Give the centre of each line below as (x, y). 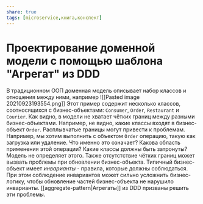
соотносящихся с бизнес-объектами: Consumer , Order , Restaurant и (93, 110)
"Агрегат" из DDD (53, 74)
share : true (21, 12)
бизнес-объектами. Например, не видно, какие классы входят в (91, 123)
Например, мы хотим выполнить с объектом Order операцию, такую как (101, 136)
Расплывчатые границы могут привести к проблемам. (114, 129)
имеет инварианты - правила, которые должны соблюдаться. (107, 169)
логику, (16, 181)
